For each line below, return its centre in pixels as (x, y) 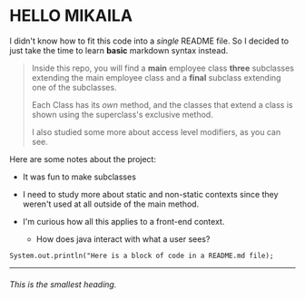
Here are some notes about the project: (83, 159)
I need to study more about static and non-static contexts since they (150, 194)
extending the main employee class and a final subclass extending (156, 77)
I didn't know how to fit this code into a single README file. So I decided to (149, 41)
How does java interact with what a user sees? (123, 239)
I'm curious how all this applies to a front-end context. (123, 221)
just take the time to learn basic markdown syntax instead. (119, 50)
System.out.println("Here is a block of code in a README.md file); (142, 256)
